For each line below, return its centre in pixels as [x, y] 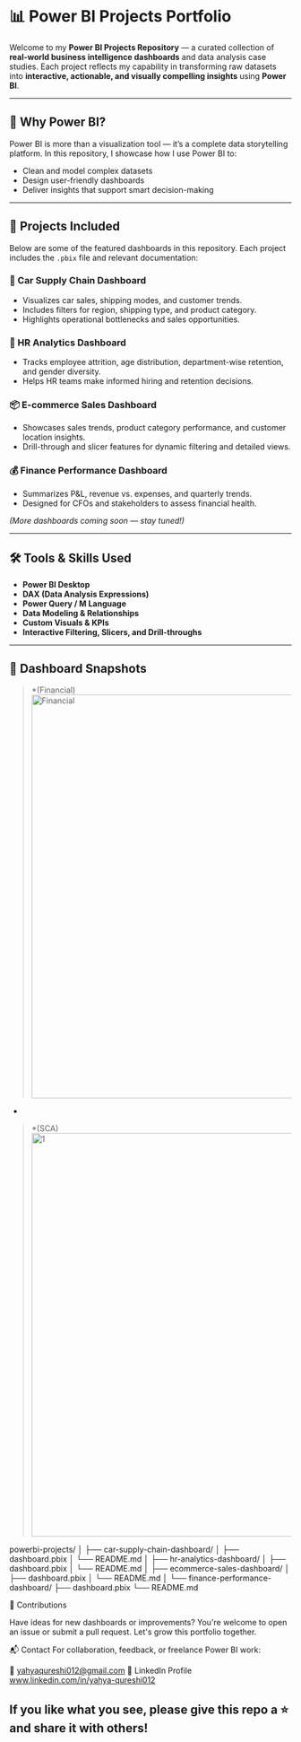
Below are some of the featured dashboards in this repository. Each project [148, 248]
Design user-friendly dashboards [83, 180]
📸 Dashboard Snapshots [78, 668]
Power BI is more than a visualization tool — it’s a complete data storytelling [149, 144]
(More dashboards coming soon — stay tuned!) [97, 520]
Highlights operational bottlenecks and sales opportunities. [131, 319]
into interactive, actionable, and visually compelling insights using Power [148, 75]
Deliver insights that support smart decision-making [118, 189]
